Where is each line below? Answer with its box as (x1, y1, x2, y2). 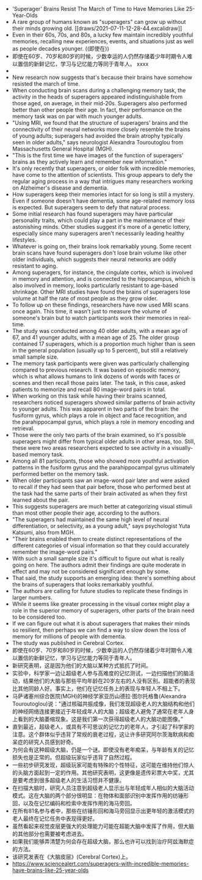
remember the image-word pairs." (12, 548, 98, 556)
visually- (171, 444, 193, 452)
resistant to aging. (12, 263, 58, 269)
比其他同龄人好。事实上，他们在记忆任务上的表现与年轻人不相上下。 (12, 685, 184, 692)
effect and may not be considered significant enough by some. (12, 568, 170, 575)
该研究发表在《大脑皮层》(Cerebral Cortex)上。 (12, 853, 131, 860)
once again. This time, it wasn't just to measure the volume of (12, 308, 167, 315)
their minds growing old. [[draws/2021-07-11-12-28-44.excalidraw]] (12, 24, 182, 32)
